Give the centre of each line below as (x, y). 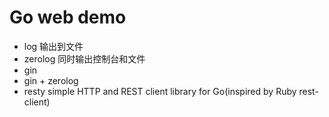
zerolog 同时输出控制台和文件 (84, 58)
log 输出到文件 (53, 46)
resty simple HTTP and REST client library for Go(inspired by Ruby (160, 91)
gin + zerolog (51, 80)
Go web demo (68, 17)
